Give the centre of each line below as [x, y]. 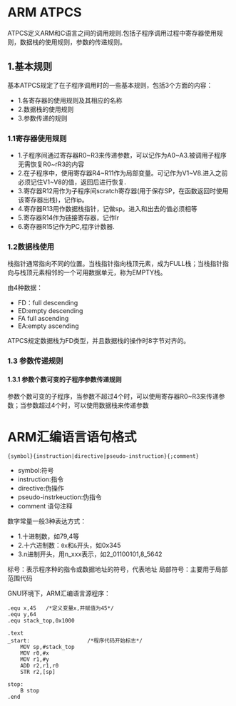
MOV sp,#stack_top [47, 647]
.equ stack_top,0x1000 [41, 621]
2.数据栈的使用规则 [46, 109]
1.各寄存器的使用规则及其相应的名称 [70, 100]
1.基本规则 [30, 67]
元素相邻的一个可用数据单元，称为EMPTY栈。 [99, 272]
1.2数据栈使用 [31, 247]
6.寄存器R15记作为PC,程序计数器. [66, 227]
